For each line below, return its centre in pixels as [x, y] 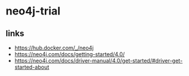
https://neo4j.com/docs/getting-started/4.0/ [70, 54]
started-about [32, 67]
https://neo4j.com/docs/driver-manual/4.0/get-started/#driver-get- [98, 61]
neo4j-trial [33, 11]
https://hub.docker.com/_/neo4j [54, 48]
